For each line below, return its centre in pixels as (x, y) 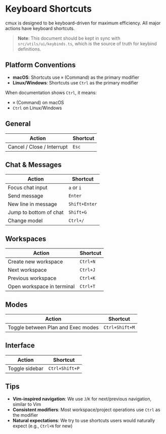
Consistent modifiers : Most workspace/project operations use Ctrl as (86, 410)
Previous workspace (32, 278)
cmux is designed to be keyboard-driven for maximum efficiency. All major (83, 23)
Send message (26, 196)
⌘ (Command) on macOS (38, 102)
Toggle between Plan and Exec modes (53, 327)
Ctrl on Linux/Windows (37, 108)
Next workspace (27, 270)
